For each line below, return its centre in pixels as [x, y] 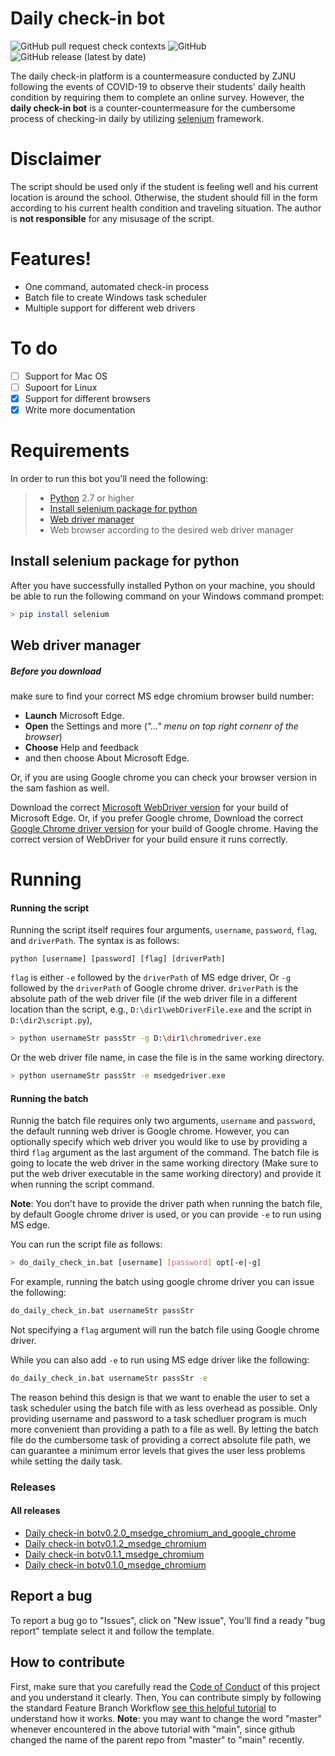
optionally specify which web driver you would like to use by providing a [159, 1142]
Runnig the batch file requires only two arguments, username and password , [163, 1121]
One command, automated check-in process [117, 286]
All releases [35, 1511]
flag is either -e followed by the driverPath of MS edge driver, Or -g [151, 978]
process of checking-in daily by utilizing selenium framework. [137, 118]
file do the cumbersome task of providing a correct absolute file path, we [161, 1439]
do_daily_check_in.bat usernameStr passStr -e [109, 1378]
